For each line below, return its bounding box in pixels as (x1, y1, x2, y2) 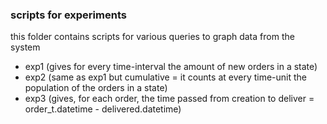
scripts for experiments (10, 8, 127, 22)
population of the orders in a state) (24, 82, 168, 94)
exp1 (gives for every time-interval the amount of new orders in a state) (24, 61, 318, 73)
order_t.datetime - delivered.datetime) (24, 103, 182, 115)
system (10, 41, 41, 53)
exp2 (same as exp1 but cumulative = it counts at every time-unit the (24, 71, 308, 83)
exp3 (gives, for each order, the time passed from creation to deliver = (24, 93, 315, 105)
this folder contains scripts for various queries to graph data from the (10, 31, 295, 43)
